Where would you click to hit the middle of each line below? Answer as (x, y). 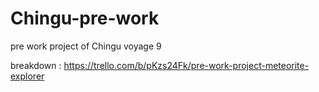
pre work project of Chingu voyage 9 (86, 46)
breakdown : (36, 65)
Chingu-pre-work (85, 18)
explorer (27, 76)
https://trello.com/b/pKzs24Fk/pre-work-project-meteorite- (186, 65)
